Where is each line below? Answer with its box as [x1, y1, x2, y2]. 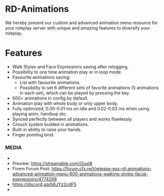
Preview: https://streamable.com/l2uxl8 [12, 161, 93, 166]
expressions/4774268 [12, 176, 57, 182]
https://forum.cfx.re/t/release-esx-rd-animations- [51, 166, 152, 172]
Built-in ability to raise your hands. [12, 127, 82, 132]
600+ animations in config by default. [12, 95, 89, 101]
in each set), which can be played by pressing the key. [19, 90, 131, 96]
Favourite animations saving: [12, 74, 70, 80]
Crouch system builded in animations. [12, 121, 89, 127]
